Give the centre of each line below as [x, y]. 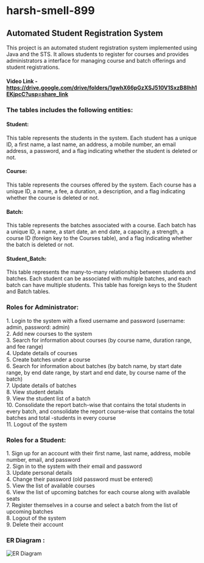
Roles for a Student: [36, 440]
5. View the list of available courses [51, 486]
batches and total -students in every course [61, 417]
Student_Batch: [26, 258]
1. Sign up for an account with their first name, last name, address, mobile [98, 453]
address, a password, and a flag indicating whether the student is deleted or [102, 150]
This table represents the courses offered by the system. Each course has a [101, 185]
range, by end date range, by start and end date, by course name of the [96, 372]
